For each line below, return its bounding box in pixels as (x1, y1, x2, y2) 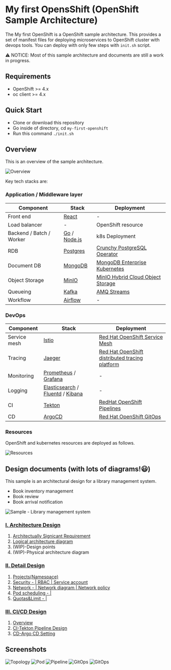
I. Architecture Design (5, 522, 61, 528)
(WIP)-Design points (12, 544, 56, 550)
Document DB (8, 262, 42, 269)
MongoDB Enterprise (96, 259, 147, 266)
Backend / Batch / (8, 229, 51, 237)
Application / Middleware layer (5, 191, 83, 198)
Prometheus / (43, 369, 76, 376)
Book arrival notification (12, 499, 63, 505)
